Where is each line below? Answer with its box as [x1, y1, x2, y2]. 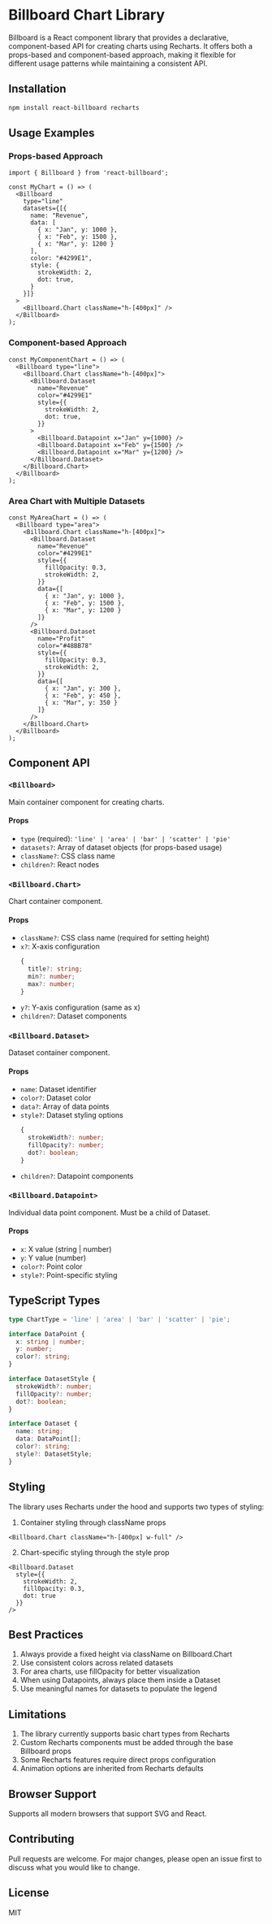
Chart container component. [8, 897, 103, 906]
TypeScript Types [8, 1294, 101, 1308]
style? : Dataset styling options [19, 1110, 124, 1120]
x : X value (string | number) [19, 1244, 112, 1254]
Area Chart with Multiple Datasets [8, 495, 145, 506]
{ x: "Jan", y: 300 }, [44, 684, 122, 693]
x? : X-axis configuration [19, 941, 100, 952]
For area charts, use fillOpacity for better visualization [19, 1666, 201, 1676]
